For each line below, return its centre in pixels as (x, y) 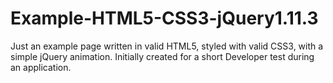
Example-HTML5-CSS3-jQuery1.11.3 (164, 18)
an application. (41, 67)
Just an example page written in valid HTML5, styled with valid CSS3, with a (167, 46)
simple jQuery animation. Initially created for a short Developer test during (162, 56)
